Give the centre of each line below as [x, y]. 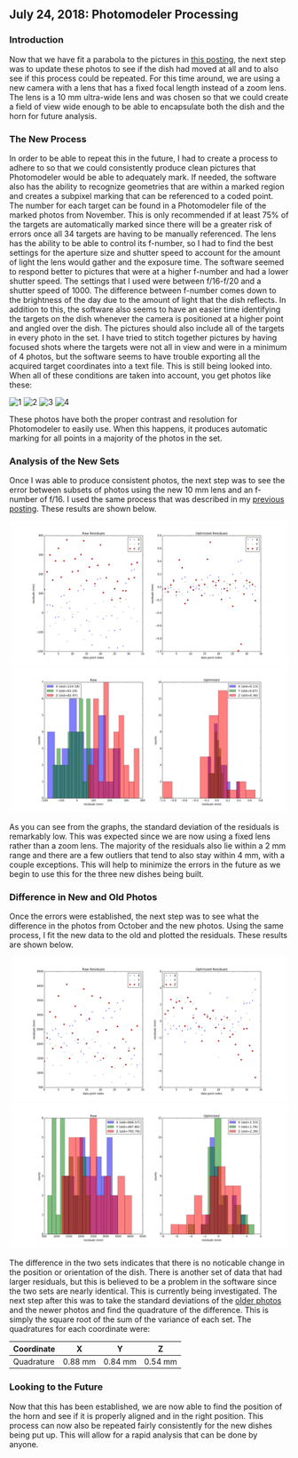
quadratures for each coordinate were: [80, 1329]
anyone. [24, 1444]
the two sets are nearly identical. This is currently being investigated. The [143, 1291]
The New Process [48, 139]
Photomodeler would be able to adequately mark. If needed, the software [143, 177]
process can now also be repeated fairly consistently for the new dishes [141, 1425]
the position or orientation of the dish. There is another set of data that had [146, 1272]
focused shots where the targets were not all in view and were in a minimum [148, 347]
